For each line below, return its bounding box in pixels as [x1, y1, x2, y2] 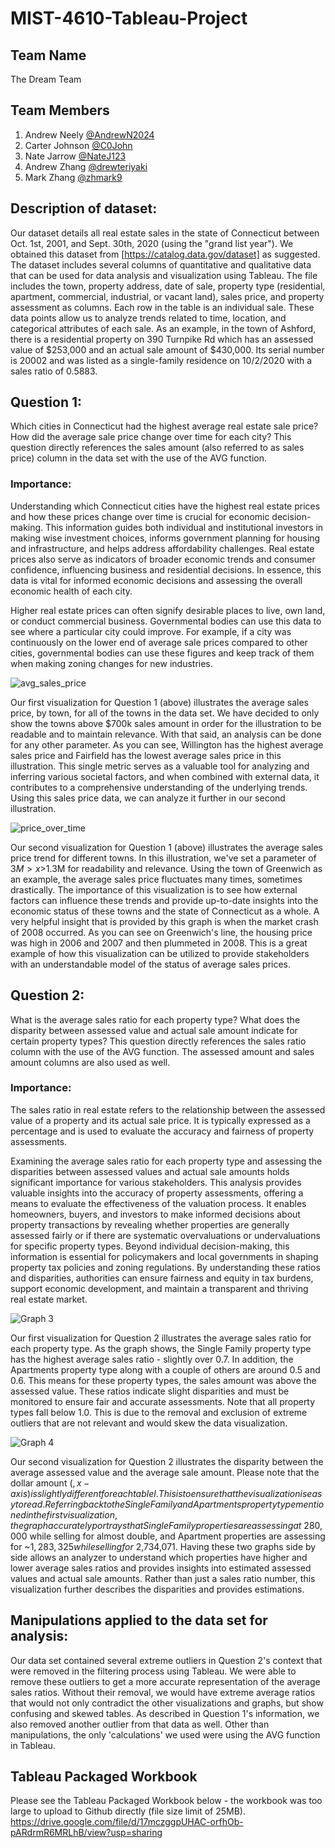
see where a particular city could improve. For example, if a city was [10, 625, 292, 637]
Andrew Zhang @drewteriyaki [24, 160, 148, 172]
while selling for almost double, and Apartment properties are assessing [29, 1530, 326, 1542]
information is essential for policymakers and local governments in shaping [10, 1250, 319, 1262]
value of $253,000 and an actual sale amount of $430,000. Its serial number [10, 343, 325, 356]
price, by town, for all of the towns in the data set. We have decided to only [10, 707, 320, 719]
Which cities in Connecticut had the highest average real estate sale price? [10, 420, 319, 432]
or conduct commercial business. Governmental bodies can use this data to [10, 615, 322, 627]
